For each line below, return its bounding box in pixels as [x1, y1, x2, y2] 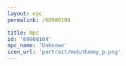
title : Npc [7, 29, 39, 36]
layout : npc [7, 10, 42, 17]
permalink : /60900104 [7, 17, 71, 24]
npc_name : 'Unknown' [7, 42, 68, 49]
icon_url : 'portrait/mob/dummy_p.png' [7, 49, 121, 56]
